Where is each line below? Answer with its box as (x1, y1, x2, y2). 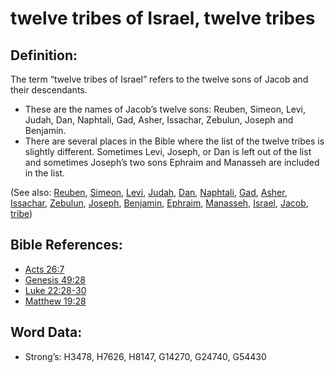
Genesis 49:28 (24, 273, 86, 286)
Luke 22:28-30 (24, 284, 87, 296)
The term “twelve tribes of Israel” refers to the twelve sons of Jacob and (10, 73, 309, 85)
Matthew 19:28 (24, 295, 87, 307)
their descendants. (10, 84, 88, 96)
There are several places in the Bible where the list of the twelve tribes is (24, 135, 325, 147)
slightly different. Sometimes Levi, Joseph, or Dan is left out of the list (24, 146, 312, 157)
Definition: (10, 47, 78, 64)
